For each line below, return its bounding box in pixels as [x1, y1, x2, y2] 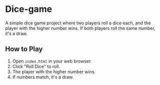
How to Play [5, 45, 43, 53]
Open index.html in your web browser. [12, 58, 92, 64]
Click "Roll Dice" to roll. [12, 63, 60, 69]
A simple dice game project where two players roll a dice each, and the [5, 20, 151, 26]
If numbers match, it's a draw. [12, 74, 74, 80]
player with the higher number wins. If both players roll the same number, [5, 25, 156, 31]
